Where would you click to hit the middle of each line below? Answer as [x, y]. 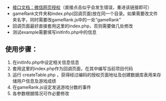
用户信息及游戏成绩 [36, 81]
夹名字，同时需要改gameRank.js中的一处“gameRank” [67, 20]
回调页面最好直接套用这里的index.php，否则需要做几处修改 [73, 26]
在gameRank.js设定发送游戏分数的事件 [52, 87]
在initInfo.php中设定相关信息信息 [46, 62]
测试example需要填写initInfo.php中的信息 [54, 32]
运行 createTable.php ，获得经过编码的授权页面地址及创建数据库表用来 [84, 75]
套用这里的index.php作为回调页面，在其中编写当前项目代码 [73, 68]
